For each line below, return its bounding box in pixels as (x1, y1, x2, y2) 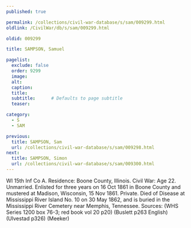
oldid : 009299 (6, 36, 41, 41)
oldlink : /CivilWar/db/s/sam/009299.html (6, 25, 110, 31)
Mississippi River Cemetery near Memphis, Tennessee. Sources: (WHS (6, 202, 179, 209)
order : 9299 (11, 68, 41, 74)
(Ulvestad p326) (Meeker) (6, 214, 70, 222)
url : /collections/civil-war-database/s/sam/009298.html (11, 144, 155, 150)
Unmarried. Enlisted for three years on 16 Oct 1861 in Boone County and (6, 183, 181, 190)
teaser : (11, 101, 31, 107)
